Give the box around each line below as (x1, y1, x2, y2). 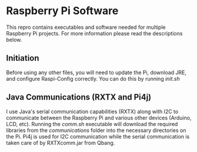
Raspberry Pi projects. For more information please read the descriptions (6, 29, 183, 37)
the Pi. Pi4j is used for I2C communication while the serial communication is (6, 133, 190, 140)
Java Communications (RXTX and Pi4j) (6, 92, 152, 103)
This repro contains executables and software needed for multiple (6, 24, 166, 31)
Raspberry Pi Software (6, 4, 119, 18)
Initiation (6, 53, 39, 63)
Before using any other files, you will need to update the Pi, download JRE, (6, 69, 187, 76)
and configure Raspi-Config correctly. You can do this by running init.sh (6, 75, 181, 82)
